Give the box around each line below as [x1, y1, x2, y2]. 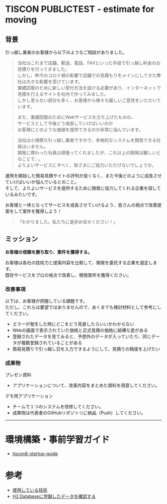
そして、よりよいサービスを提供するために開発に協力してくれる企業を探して [5, 185, 162, 191]
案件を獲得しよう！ [22, 208, 62, 214]
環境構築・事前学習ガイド [5, 434, 110, 445]
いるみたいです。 [5, 191, 40, 197]
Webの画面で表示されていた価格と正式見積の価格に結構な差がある [12, 328, 148, 334]
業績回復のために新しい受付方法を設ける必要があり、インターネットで [17, 85, 162, 91]
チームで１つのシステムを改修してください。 [12, 404, 104, 410]
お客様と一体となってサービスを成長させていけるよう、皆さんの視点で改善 [5, 202, 158, 208]
